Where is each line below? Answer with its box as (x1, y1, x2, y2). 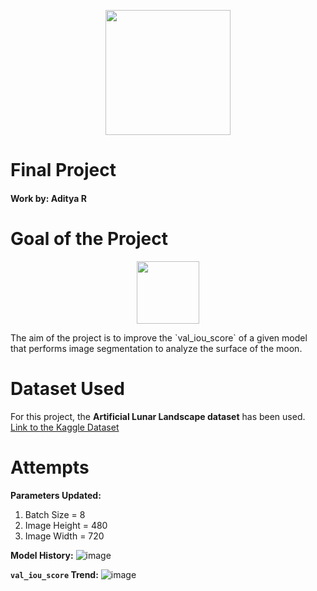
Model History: (10, 549, 74, 561)
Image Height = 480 (24, 519, 108, 531)
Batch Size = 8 (24, 508, 86, 520)
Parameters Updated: (10, 489, 102, 501)
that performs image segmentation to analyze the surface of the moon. (10, 342, 303, 354)
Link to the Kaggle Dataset (10, 421, 120, 433)
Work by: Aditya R (10, 192, 87, 204)
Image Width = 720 (24, 530, 105, 542)
